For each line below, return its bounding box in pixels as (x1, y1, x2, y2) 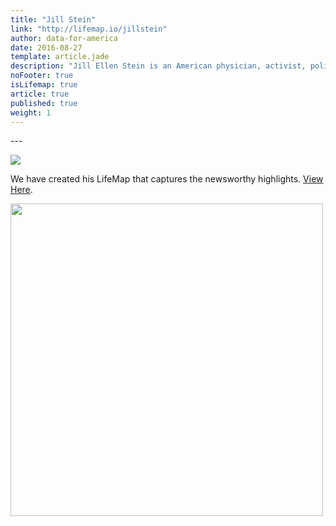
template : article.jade (10, 52, 110, 62)
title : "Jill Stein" (10, 14, 97, 25)
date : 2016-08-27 (10, 42, 83, 53)
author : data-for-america (10, 33, 118, 43)
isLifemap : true (10, 80, 78, 90)
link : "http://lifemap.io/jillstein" (10, 24, 168, 34)
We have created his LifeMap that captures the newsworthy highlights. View (10, 173, 324, 185)
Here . (10, 184, 33, 196)
